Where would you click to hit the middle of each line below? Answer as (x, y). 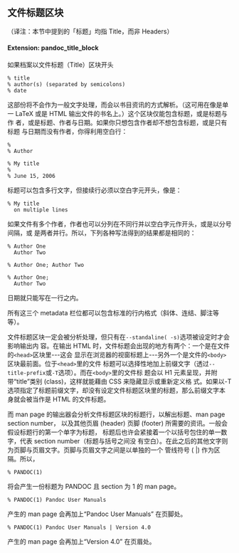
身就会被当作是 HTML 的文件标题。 (59, 399)
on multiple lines (41, 210)
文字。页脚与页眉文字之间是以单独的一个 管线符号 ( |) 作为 (129, 450)
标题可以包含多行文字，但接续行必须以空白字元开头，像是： (95, 190)
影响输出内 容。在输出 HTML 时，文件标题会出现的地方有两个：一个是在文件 (118, 346)
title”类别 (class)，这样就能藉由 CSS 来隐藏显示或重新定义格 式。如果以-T (124, 381)
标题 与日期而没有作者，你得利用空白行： (68, 132)
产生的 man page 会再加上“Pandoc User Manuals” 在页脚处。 (97, 514)
